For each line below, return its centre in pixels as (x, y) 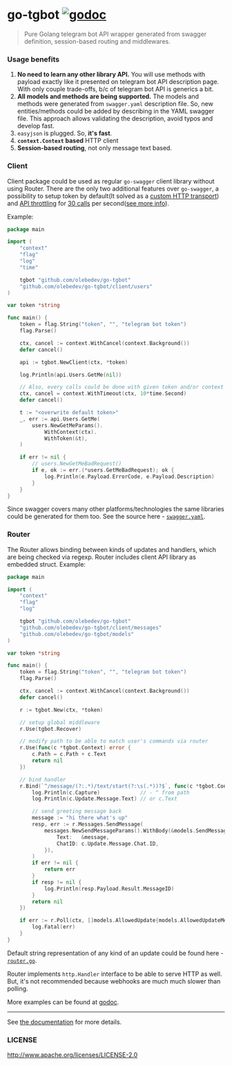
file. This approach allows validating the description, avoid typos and (115, 118)
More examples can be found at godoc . (63, 1002)
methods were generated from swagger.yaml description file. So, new (115, 104)
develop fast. (36, 126)
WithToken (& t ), (66, 438)
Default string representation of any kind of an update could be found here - (115, 953)
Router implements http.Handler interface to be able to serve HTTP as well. (115, 974)
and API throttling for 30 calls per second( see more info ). (88, 203)
